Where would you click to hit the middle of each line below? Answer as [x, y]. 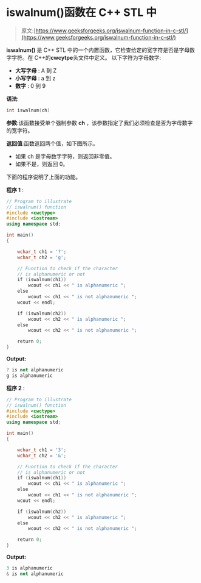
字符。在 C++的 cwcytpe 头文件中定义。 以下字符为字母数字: [86, 57]
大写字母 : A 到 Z [36, 70]
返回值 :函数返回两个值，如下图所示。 [53, 143]
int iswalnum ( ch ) [28, 110]
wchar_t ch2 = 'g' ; [42, 257]
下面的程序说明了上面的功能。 [43, 177]
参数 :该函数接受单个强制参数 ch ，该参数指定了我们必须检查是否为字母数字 [100, 123]
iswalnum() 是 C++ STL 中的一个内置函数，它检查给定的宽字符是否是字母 [98, 50]
